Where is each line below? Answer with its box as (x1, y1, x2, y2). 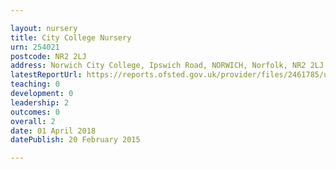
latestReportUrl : (10, 70, 83, 80)
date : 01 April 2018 (10, 126, 97, 136)
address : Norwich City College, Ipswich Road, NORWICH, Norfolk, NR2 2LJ (10, 61, 325, 71)
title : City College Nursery (10, 32, 132, 43)
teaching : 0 (10, 79, 60, 90)
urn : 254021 (10, 42, 60, 52)
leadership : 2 (10, 97, 70, 108)
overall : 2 (10, 116, 56, 126)
